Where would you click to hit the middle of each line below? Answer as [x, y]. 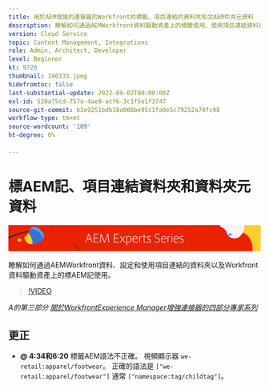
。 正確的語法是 [128, 366]
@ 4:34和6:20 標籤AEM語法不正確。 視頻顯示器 [99, 356]
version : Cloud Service [48, 34]
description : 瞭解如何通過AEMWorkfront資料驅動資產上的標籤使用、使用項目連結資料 [134, 25]
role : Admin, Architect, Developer [68, 51]
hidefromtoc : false [41, 84]
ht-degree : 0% [32, 135]
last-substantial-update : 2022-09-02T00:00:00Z [89, 93]
